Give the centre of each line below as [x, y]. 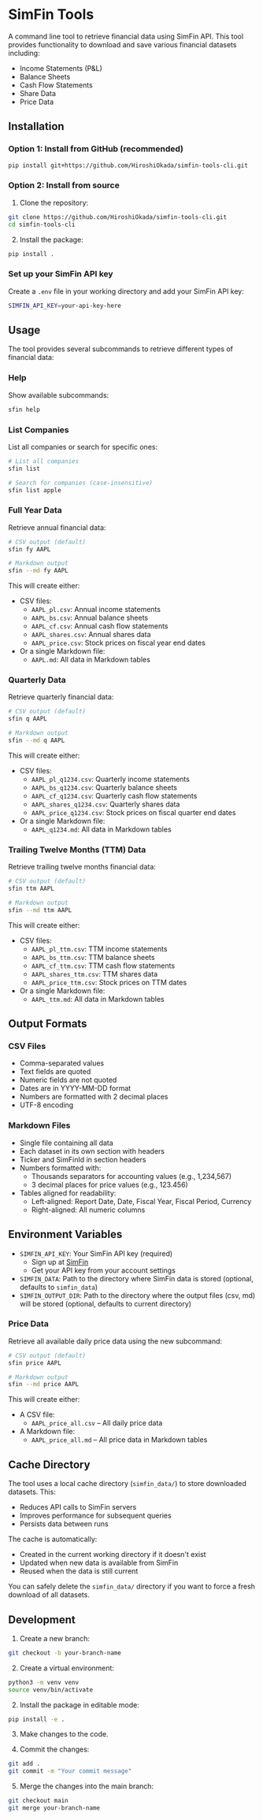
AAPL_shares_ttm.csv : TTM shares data [94, 973]
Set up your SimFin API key [61, 274]
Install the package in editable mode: [79, 1705]
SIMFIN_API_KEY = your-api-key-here [65, 306]
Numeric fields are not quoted [68, 1080]
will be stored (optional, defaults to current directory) [105, 1303]
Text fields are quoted [55, 1072]
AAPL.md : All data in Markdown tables [91, 660]
